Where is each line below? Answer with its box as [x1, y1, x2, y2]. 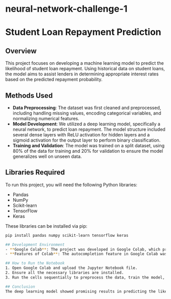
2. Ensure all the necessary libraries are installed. [5, 270, 124, 276]
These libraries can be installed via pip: [5, 223, 88, 229]
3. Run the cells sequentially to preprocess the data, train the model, [5, 275, 165, 280]
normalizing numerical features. [12, 116, 80, 121]
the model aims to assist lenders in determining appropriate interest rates [5, 71, 159, 77]
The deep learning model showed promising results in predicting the [5, 289, 156, 294]
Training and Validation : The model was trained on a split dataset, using [12, 143, 165, 148]
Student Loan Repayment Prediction [5, 26, 161, 38]
